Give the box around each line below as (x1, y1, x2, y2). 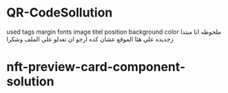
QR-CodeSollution (6, 5, 113, 21)
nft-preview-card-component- (6, 59, 186, 75)
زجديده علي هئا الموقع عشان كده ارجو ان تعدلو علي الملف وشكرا (6, 34, 174, 43)
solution (6, 74, 54, 90)
